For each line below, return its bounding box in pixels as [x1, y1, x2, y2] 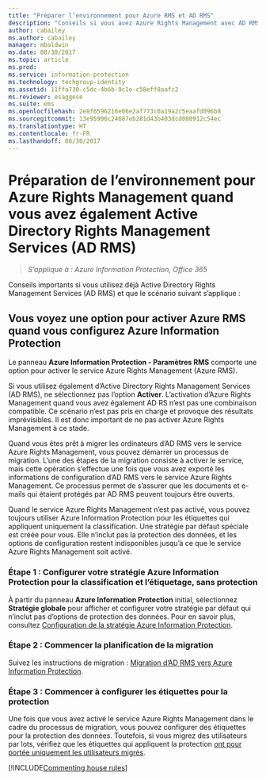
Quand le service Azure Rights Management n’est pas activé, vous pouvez [8, 505, 251, 514]
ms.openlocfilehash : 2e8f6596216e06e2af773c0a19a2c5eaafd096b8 [8, 108, 222, 116]
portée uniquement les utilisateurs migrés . [8, 747, 146, 758]
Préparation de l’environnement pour [8, 171, 256, 189]
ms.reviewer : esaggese [8, 93, 83, 101]
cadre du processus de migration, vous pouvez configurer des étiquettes [8, 723, 247, 732]
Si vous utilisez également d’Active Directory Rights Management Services [8, 382, 251, 391]
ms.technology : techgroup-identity [8, 78, 126, 86]
